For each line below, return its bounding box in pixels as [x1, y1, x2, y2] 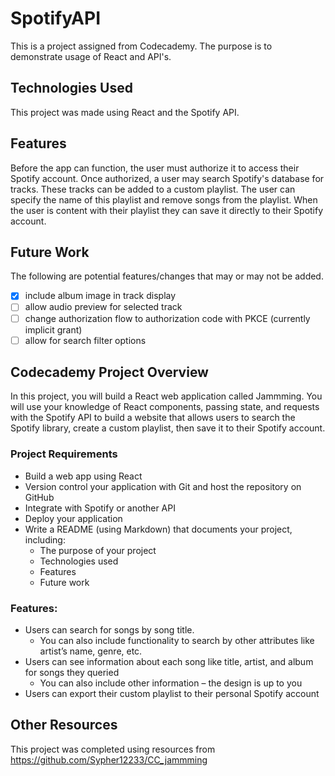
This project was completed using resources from [10, 743, 216, 755]
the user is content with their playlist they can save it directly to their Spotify [10, 204, 324, 216]
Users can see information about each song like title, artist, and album [24, 656, 314, 668]
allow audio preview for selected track [24, 301, 183, 313]
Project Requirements [10, 447, 118, 461]
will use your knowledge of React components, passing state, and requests [10, 401, 320, 413]
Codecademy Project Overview [10, 364, 209, 381]
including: [24, 533, 66, 546]
